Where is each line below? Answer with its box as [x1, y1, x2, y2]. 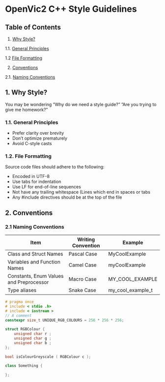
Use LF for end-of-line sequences [12, 184, 81, 190]
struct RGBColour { [5, 327, 45, 332]
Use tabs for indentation [12, 178, 61, 185]
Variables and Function [7, 259, 60, 265]
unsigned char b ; [14, 340, 52, 345]
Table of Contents [5, 23, 61, 31]
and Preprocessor [7, 279, 49, 286]
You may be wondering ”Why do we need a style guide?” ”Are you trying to [5, 101, 157, 107]
